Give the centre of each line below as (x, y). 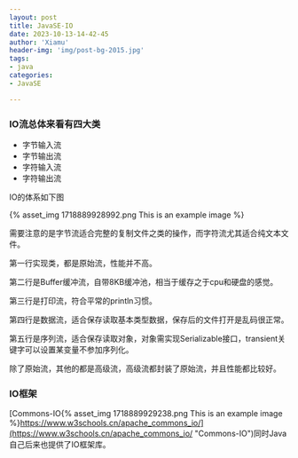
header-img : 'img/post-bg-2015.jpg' (77, 51)
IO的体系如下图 (37, 197)
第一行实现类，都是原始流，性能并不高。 (83, 263)
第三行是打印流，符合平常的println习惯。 (83, 300)
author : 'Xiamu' (39, 42)
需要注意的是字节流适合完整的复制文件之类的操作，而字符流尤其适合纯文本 (145, 233)
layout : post (33, 17)
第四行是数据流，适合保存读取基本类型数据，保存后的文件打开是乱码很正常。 (149, 320)
